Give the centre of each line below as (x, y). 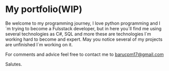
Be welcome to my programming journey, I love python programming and (82, 23)
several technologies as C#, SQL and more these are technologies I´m (78, 34)
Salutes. (14, 64)
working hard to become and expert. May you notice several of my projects (84, 39)
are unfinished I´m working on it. (39, 44)
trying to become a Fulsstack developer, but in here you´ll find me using (87, 28)
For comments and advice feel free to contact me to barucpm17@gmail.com (84, 54)
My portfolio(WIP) (44, 9)
